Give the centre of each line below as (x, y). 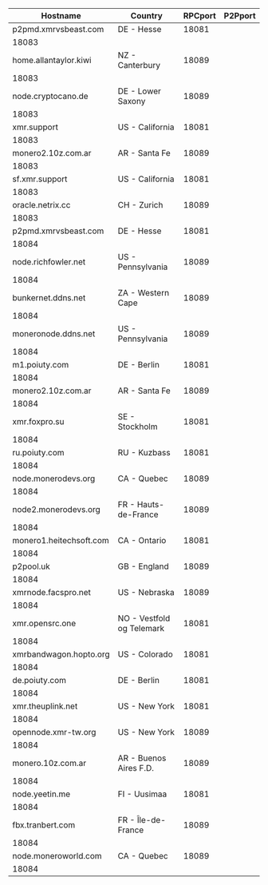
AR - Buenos (142, 758)
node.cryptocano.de (51, 96)
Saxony (132, 101)
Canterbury (139, 65)
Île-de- (151, 820)
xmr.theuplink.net (45, 706)
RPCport (200, 16)
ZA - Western (144, 293)
